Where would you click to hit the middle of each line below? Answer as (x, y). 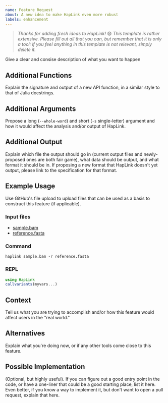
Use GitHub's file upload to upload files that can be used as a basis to (78, 198)
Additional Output (34, 142)
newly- (151, 154)
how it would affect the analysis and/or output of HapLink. (66, 126)
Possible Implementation (45, 367)
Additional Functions (39, 75)
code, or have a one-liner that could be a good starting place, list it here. (80, 384)
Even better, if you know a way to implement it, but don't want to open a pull (84, 389)
